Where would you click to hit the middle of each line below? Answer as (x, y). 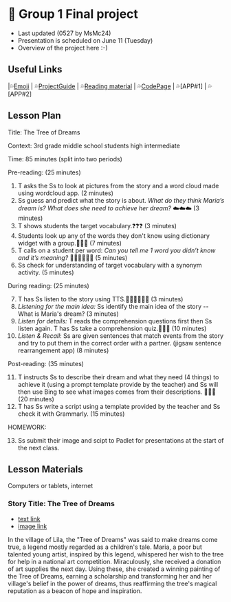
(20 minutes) (36, 399)
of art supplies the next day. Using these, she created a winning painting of (114, 569)
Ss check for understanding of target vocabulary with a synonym (110, 265)
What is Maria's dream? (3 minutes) (68, 314)
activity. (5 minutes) (46, 272)
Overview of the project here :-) (63, 48)
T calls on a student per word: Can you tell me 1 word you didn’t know (117, 250)
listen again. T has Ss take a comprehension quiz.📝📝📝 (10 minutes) (112, 328)
